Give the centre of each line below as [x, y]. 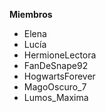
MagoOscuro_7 [55, 87]
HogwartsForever [59, 76]
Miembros [31, 14]
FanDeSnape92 [56, 65]
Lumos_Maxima [56, 97]
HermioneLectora [60, 55]
